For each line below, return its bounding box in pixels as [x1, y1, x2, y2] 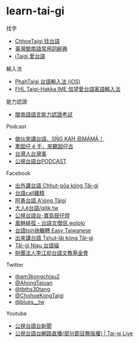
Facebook [6, 169, 31, 177]
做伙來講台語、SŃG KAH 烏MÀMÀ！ [14, 135, 104, 142]
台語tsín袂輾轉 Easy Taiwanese [14, 226, 91, 234]
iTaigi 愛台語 [14, 52, 46, 59]
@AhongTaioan [14, 279, 52, 286]
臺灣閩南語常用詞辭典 [14, 45, 67, 52]
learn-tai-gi [6, 4, 64, 18]
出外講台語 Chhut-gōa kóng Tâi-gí [14, 181, 98, 189]
